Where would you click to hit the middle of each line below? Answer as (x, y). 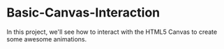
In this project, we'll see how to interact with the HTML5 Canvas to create (112, 32)
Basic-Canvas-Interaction (83, 13)
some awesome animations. (47, 39)
